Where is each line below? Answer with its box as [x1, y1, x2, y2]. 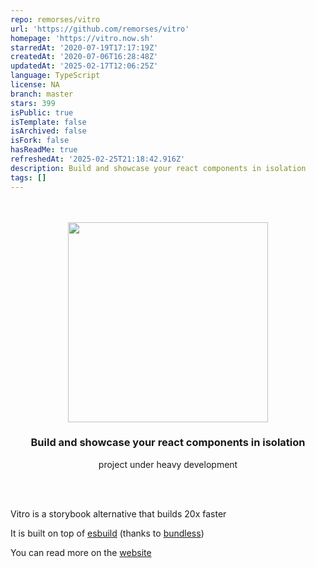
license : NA [10, 80, 60, 90]
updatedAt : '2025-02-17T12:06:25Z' [10, 61, 159, 71]
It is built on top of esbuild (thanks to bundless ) [10, 527, 205, 539]
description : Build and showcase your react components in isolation [10, 163, 307, 173]
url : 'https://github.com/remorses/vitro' [10, 24, 190, 34]
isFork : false [10, 136, 70, 146]
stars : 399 [10, 98, 56, 108]
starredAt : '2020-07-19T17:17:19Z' [10, 42, 159, 53]
